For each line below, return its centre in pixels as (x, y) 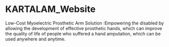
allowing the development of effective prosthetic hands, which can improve (84, 28)
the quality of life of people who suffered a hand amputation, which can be (83, 33)
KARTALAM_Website (51, 9)
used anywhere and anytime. (35, 39)
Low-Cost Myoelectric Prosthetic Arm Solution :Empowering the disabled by (85, 23)
